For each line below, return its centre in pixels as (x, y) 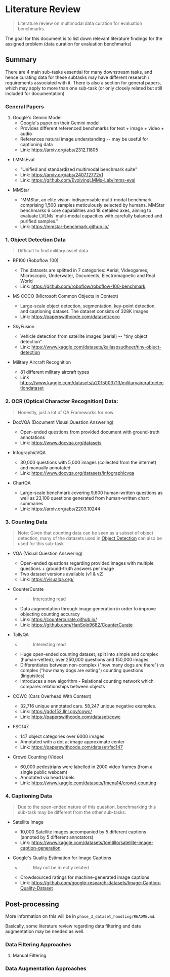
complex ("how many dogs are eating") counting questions (81, 670)
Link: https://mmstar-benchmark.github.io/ (65, 227)
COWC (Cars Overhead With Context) (52, 696)
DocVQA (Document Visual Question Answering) (63, 422)
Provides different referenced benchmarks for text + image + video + (92, 128)
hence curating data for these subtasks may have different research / (77, 77)
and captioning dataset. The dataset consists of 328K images (84, 312)
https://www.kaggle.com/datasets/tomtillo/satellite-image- (92, 842)
